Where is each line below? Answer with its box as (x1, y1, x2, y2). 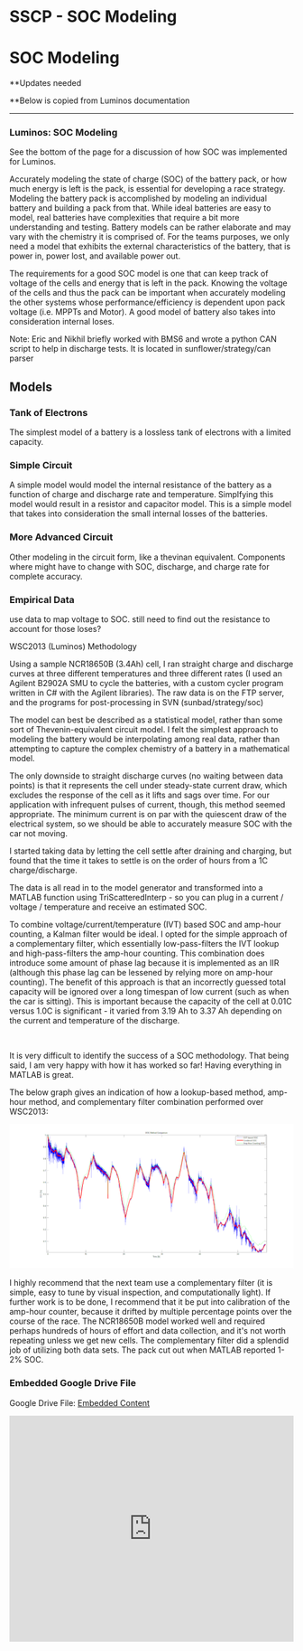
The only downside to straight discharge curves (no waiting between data (9, 770, 284, 781)
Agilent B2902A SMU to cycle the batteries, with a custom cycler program (9, 678, 284, 688)
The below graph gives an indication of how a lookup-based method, (9, 1087, 266, 1098)
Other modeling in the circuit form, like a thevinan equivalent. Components (9, 552, 286, 562)
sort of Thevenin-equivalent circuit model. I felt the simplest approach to (9, 724, 279, 734)
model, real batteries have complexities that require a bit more (9, 212, 240, 223)
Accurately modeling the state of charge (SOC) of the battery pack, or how (9, 174, 287, 184)
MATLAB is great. (9, 1070, 74, 1080)
